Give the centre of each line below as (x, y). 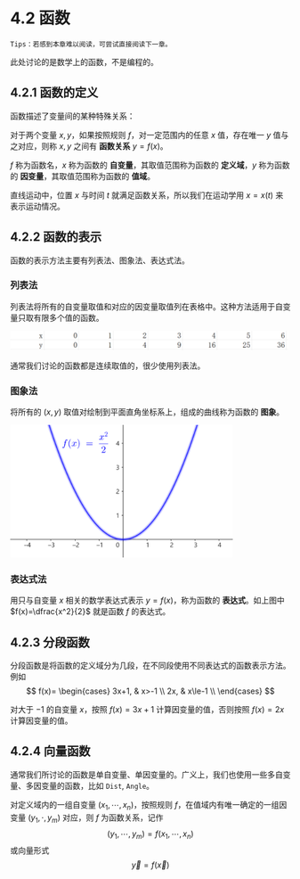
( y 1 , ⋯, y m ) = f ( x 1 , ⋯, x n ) (150, 834)
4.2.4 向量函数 (50, 751)
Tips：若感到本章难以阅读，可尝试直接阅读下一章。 (91, 44)
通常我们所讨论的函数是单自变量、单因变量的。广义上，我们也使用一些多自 (146, 774)
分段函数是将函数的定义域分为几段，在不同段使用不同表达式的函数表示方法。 (150, 666)
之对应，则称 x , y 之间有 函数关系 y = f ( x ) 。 (89, 146)
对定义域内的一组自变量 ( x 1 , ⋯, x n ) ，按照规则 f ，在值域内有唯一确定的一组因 (149, 805)
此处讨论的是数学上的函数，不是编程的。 (84, 62)
